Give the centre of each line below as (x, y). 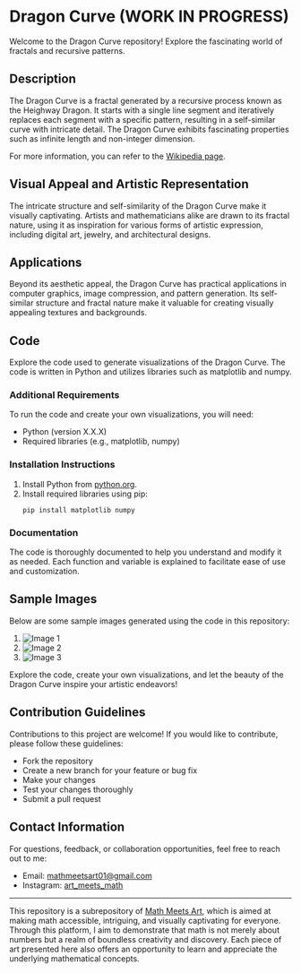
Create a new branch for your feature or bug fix (110, 770)
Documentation (44, 532)
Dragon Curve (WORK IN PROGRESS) (149, 17)
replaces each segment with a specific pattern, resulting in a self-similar (142, 119)
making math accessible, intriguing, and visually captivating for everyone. (145, 920)
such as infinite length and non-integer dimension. (102, 138)
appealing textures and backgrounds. (78, 313)
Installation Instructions (62, 465)
